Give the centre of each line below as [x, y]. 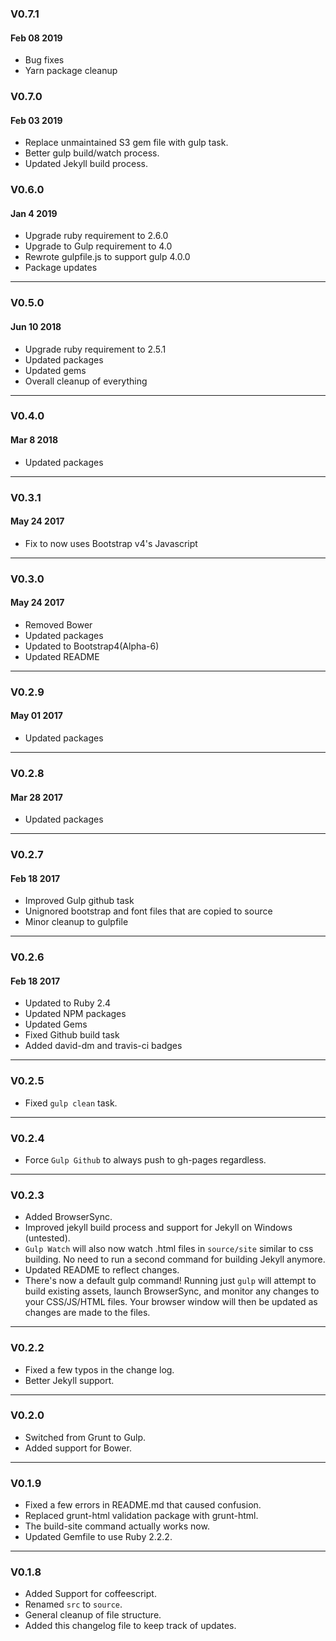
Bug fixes [44, 60]
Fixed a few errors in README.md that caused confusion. [143, 1505]
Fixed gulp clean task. [71, 1103]
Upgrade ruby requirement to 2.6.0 [96, 236]
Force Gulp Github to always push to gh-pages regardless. [145, 1159]
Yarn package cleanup [71, 71]
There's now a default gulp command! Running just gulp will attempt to [170, 1281]
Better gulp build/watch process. [92, 153]
